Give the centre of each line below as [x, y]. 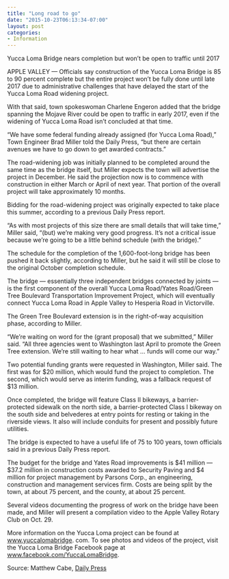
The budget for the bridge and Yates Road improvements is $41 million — [110, 463]
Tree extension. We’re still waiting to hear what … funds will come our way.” [113, 352]
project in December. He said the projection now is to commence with [105, 177]
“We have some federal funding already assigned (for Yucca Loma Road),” [112, 135]
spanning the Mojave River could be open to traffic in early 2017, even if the [113, 114]
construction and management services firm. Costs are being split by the [110, 484]
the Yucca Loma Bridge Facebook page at [66, 547]
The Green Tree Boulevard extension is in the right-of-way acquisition [105, 317]
